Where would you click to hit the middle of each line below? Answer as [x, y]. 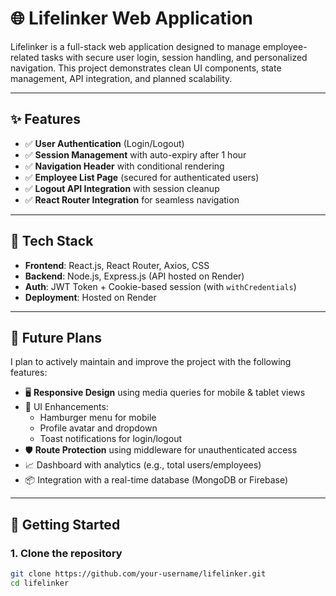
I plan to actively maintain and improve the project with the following [151, 362]
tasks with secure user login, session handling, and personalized [174, 57]
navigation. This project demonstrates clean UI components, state [146, 68]
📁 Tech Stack [52, 241]
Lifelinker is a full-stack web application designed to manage [135, 46]
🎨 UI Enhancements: [66, 407]
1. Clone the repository [66, 553]
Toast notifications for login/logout [111, 439]
